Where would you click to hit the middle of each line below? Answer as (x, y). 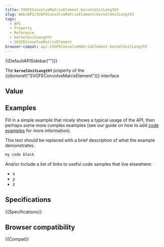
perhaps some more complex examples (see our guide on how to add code (82, 125)
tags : (11, 19)
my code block (20, 154)
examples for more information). (38, 130)
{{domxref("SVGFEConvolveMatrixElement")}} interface (62, 75)
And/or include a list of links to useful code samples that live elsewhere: (79, 164)
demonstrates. (20, 145)
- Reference (22, 33)
